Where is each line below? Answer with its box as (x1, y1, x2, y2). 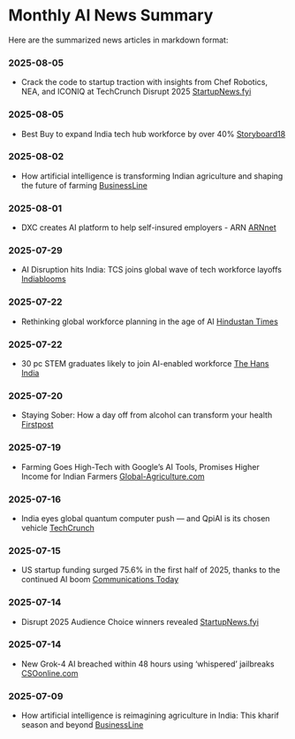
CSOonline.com (20, 667, 79, 678)
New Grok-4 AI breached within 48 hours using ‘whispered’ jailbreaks (20, 658, 275, 669)
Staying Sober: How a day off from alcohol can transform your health (20, 410, 273, 420)
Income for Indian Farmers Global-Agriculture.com (20, 471, 205, 481)
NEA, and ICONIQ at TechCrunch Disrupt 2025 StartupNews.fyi (20, 86, 252, 97)
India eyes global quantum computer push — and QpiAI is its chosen (20, 512, 270, 523)
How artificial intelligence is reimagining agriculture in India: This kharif (20, 710, 280, 721)
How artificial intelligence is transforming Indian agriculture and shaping (20, 170, 284, 181)
